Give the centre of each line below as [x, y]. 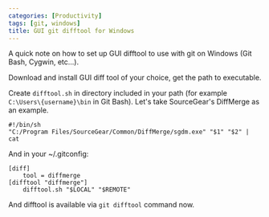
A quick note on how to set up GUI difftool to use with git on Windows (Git [130, 54]
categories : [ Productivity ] [55, 16]
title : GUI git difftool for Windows [71, 31]
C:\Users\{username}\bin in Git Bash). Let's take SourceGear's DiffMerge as [134, 102]
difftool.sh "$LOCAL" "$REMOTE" [77, 190]
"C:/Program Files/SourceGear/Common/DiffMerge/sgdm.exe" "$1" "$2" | [129, 132]
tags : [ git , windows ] [45, 23]
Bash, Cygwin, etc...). [43, 62]
